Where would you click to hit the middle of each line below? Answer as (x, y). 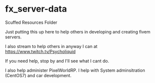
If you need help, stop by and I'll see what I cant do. (57, 61)
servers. (13, 37)
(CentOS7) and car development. (38, 75)
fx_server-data (36, 9)
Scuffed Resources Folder (31, 22)
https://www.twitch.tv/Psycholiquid (40, 51)
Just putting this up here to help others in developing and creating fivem (78, 32)
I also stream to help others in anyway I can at (51, 46)
